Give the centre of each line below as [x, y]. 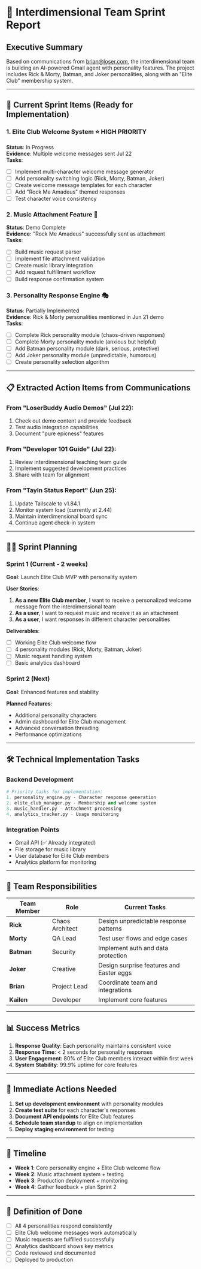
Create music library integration [54, 266]
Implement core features [133, 999]
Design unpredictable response [142, 921]
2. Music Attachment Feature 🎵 [52, 214]
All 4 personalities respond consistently [63, 1226]
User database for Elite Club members [62, 856]
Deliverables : [23, 631]
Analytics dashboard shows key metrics [64, 1246]
